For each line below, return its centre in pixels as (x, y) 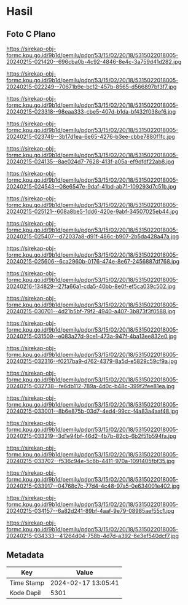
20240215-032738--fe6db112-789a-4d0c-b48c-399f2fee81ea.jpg (91, 386)
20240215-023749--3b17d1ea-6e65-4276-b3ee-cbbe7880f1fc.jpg (91, 137)
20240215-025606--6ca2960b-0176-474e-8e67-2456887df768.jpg (93, 261)
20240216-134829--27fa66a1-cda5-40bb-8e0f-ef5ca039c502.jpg (91, 286)
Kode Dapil (25, 593)
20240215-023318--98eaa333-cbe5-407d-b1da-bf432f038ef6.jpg (91, 111)
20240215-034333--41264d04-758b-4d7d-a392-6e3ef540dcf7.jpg (93, 536)
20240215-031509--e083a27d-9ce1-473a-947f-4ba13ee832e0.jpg (92, 336)
